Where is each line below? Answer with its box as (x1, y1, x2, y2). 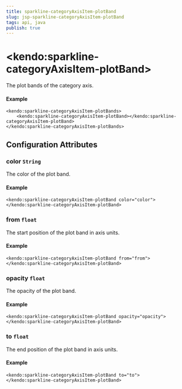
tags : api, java (6, 19, 46, 25)
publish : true (6, 25, 41, 31)
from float (6, 216, 37, 224)
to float (6, 332, 29, 340)
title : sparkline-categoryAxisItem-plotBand (6, 8, 116, 15)
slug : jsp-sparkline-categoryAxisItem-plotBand (6, 14, 125, 20)
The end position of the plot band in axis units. (6, 346, 118, 353)
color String (6, 157, 41, 165)
